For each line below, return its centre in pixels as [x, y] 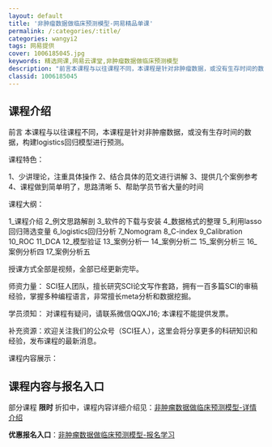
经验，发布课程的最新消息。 [55, 341]
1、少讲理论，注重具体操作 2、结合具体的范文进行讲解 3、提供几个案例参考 [133, 177]
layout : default [36, 16]
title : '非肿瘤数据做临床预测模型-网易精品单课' [81, 24]
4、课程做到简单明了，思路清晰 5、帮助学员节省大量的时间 [106, 187]
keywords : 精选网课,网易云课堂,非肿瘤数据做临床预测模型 [93, 62]
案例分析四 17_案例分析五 [49, 251]
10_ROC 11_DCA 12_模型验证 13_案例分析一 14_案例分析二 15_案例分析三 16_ [133, 242]
